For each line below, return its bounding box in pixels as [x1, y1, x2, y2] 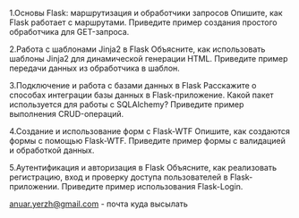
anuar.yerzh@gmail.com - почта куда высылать [9, 198, 188, 209]
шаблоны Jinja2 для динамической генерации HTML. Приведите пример [9, 54, 288, 63]
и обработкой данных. [9, 145, 95, 155]
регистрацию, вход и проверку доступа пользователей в [9, 172, 228, 182]
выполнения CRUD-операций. [9, 109, 124, 119]
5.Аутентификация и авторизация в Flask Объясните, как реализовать [9, 163, 278, 172]
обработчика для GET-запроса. [9, 27, 130, 37]
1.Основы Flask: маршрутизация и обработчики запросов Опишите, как [9, 8, 283, 18]
